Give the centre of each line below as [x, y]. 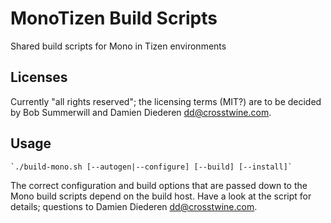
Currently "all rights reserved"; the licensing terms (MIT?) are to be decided [166, 101]
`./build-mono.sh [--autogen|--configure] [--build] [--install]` [151, 167]
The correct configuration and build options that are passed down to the [159, 185]
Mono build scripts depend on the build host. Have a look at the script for [161, 196]
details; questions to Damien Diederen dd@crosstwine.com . [134, 206]
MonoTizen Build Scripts [114, 18]
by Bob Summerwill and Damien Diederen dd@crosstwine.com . [141, 112]
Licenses [39, 77]
